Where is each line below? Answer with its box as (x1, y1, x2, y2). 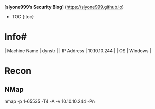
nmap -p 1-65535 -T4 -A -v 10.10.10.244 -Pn (4, 98, 95, 104)
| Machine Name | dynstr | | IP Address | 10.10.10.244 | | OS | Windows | (4, 47, 152, 54)
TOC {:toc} (11, 14, 34, 19)
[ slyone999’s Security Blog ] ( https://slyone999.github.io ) (4, 4, 124, 10)
